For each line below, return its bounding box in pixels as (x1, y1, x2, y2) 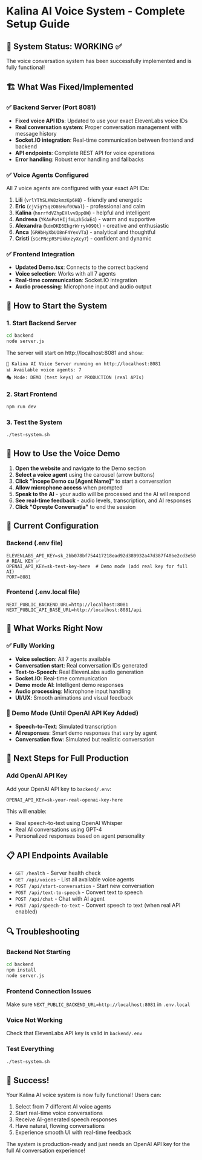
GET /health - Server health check (15, 869, 101, 877)
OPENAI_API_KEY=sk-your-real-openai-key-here (6, 797, 123, 803)
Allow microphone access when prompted (15, 483, 123, 491)
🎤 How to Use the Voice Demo (6, 448, 120, 459)
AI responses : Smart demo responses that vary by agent (15, 729, 157, 737)
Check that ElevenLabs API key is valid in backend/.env (6, 1030, 143, 1037)
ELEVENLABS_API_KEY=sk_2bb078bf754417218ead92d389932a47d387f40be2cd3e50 (6, 552, 197, 558)
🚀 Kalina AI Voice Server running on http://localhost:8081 (6, 360, 161, 367)
